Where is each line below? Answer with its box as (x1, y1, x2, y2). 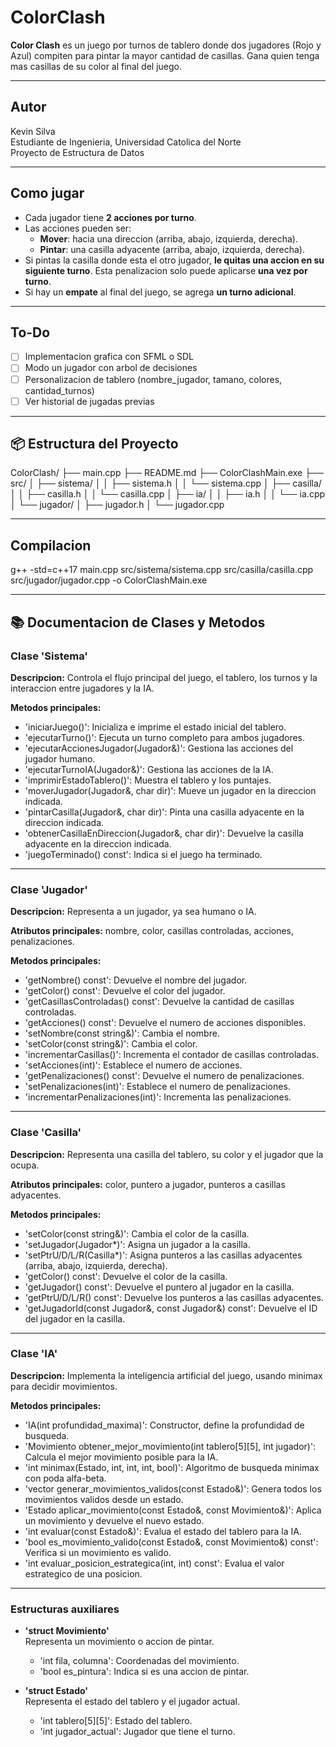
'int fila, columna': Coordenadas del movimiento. (39, 1655, 240, 1667)
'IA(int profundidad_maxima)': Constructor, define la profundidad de (24, 1419, 305, 1431)
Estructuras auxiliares (10, 1602, 120, 1616)
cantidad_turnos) (24, 384, 95, 396)
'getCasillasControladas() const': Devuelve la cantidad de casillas (24, 996, 295, 1008)
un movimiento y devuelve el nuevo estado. (24, 1514, 205, 1526)
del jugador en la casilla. (24, 1312, 126, 1325)
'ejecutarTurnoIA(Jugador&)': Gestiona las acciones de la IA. (24, 763, 274, 775)
